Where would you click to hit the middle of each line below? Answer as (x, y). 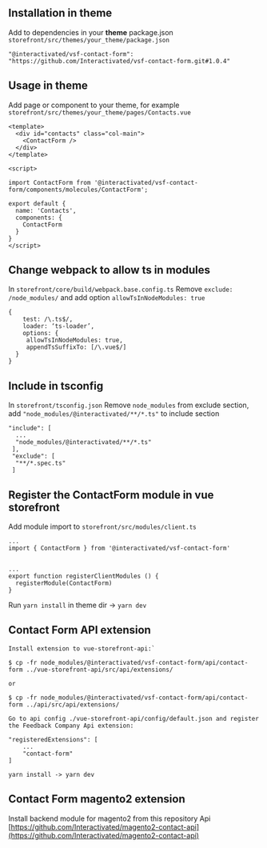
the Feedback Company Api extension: (71, 726)
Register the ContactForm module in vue (111, 495)
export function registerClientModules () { (84, 576)
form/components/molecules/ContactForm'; (78, 190)
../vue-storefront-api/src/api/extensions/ (100, 670)
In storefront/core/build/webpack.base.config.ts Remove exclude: (121, 289)
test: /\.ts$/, (48, 319)
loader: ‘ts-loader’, (58, 326)
